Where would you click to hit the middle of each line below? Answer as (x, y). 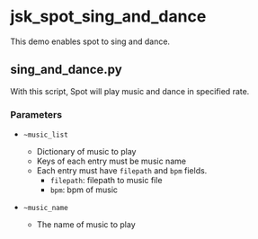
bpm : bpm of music (84, 190)
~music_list (45, 135)
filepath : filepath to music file (106, 181)
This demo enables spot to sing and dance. (90, 41)
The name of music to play (86, 225)
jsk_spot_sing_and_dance (108, 17)
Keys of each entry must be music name (111, 161)
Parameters (36, 114)
